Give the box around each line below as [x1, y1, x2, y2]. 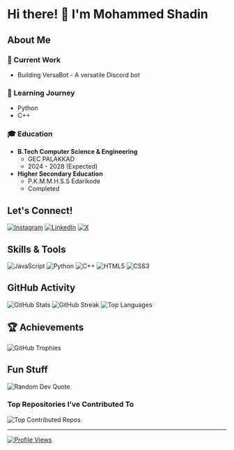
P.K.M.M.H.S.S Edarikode [27, 177, 101, 185]
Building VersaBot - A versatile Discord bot [17, 70, 141, 79]
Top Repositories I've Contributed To [7, 400, 134, 410]
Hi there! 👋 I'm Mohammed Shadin [7, 6, 209, 22]
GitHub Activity [7, 282, 76, 294]
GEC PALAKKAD [27, 155, 75, 163]
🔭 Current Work [7, 55, 61, 65]
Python [17, 104, 38, 112]
